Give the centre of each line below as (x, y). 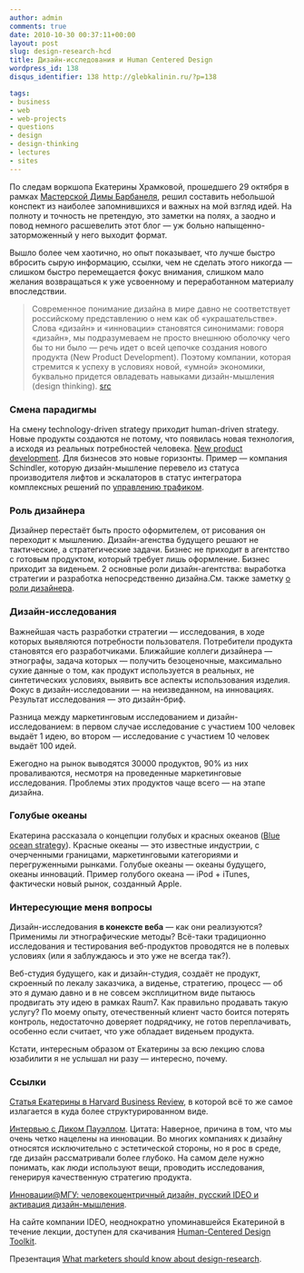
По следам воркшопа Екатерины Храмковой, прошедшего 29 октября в (149, 186)
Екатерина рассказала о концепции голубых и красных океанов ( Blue (145, 835)
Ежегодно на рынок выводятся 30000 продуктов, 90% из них (129, 763)
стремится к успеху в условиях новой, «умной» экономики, (148, 366)
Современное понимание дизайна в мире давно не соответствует (161, 309)
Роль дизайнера (47, 510)
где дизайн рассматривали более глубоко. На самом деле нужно (137, 1158)
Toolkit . (23, 1241)
